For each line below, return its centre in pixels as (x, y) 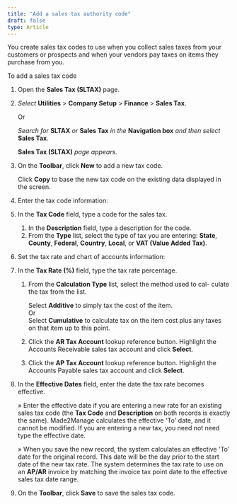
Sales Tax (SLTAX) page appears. (68, 152)
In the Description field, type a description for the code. (110, 228)
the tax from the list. (57, 292)
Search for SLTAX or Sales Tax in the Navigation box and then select (119, 131)
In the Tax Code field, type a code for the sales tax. (92, 214)
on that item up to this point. (69, 328)
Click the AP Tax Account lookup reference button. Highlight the (122, 363)
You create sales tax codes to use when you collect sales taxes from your (114, 47)
